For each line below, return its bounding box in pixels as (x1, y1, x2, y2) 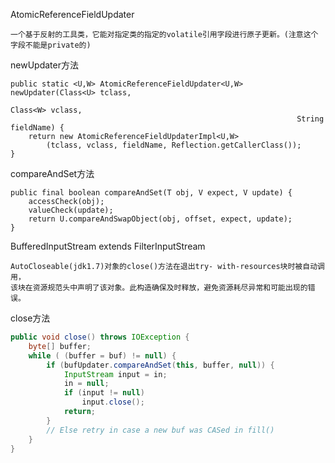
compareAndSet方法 (10, 168, 95, 179)
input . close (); (81, 397, 145, 408)
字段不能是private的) (10, 40, 92, 50)
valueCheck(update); (28, 205, 114, 215)
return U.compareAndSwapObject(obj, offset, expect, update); (28, 214, 293, 224)
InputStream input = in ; (63, 369, 168, 379)
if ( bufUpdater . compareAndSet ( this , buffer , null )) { (46, 360, 275, 370)
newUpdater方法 (10, 59, 79, 71)
